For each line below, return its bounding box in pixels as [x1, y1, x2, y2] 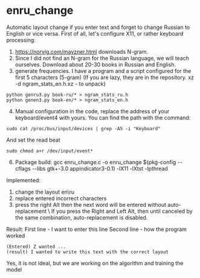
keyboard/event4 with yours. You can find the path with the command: [15, 114, 191, 121]
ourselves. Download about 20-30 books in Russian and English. [15, 61, 176, 68]
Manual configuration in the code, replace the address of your [15, 107, 170, 115]
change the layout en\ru [15, 188, 74, 195]
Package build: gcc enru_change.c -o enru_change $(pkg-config [15, 158, 176, 166]
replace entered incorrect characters [15, 194, 107, 202]
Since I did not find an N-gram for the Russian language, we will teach [15, 54, 189, 62]
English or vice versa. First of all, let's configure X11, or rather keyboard [6, 30, 184, 37]
